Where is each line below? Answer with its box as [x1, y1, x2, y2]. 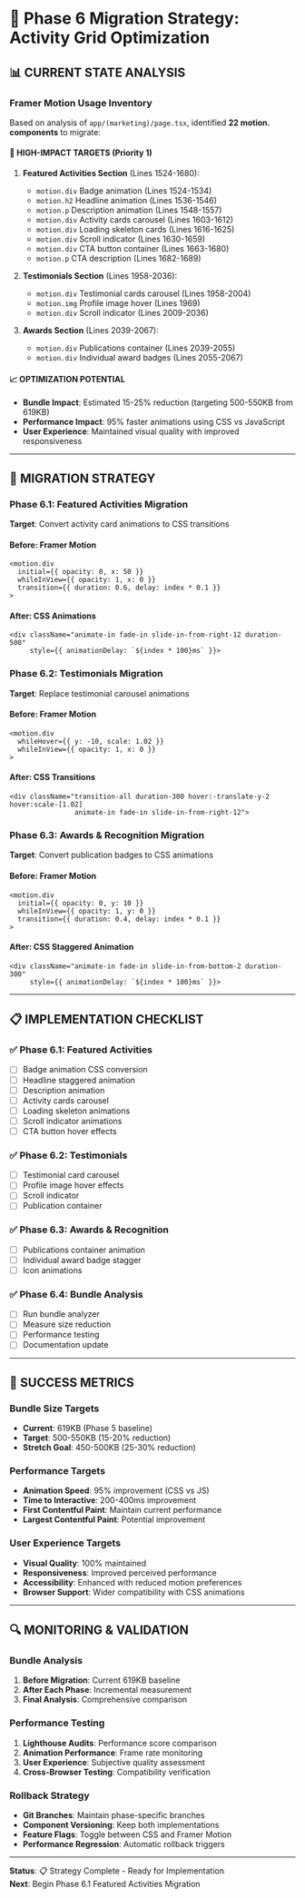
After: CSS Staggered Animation [9, 942, 134, 953]
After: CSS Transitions [9, 772, 95, 783]
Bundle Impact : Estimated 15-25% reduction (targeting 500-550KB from [22, 397, 293, 408]
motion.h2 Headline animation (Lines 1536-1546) [35, 195, 218, 206]
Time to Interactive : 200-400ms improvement [22, 1495, 197, 1506]
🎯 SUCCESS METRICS [9, 1375, 134, 1390]
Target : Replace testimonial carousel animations [9, 687, 190, 698]
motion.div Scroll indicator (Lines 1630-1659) [35, 233, 206, 244]
